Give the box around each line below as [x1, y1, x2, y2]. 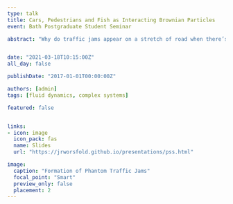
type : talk [7, 10, 39, 17]
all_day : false [7, 60, 51, 68]
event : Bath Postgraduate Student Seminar [7, 23, 132, 30]
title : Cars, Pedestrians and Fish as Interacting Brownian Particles [7, 17, 216, 24]
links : [7, 122, 26, 130]
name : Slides [13, 142, 51, 149]
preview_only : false [13, 180, 73, 187]
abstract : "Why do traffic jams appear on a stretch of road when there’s [7, 35, 228, 42]
